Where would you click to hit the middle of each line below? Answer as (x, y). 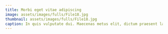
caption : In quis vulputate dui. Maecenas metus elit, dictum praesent (81, 24)
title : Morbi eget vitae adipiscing (43, 10)
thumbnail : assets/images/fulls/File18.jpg (51, 19)
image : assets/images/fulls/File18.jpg (47, 14)
